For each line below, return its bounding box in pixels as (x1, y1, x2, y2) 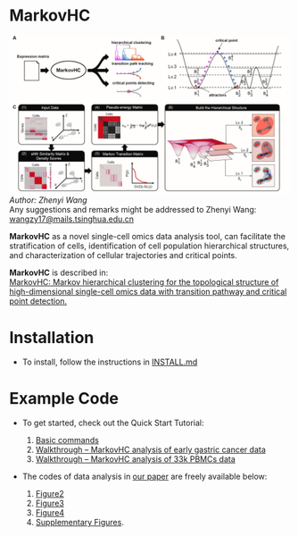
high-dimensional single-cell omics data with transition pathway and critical (9, 287, 287, 297)
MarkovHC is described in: (9, 267, 109, 278)
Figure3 (35, 498, 64, 509)
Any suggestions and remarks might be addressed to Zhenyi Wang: (9, 205, 257, 215)
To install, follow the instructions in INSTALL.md (21, 356, 198, 367)
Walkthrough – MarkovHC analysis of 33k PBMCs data (35, 454, 236, 465)
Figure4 (35, 507, 65, 518)
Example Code (9, 388, 119, 408)
